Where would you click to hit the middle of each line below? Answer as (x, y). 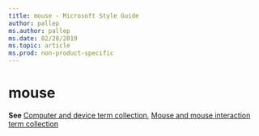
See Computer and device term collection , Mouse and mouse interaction (129, 115)
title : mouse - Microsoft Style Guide (74, 16)
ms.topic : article (39, 46)
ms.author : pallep (39, 31)
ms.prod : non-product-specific (61, 53)
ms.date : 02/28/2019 (43, 38)
